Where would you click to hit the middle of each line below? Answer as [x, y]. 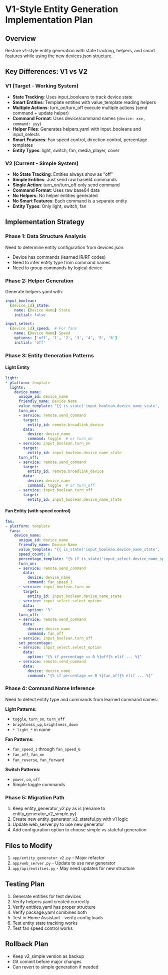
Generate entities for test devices [47, 896]
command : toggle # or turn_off [61, 486]
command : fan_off [45, 633]
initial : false [30, 315]
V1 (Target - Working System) [42, 86]
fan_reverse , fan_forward [38, 760]
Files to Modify [29, 846]
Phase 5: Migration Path [35, 797]
